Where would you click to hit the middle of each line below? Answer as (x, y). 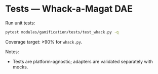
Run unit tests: (20, 23)
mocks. (20, 67)
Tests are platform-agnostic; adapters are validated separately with (83, 61)
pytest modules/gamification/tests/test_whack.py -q (62, 32)
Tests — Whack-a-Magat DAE (69, 9)
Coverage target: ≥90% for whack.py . (44, 42)
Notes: (12, 52)
